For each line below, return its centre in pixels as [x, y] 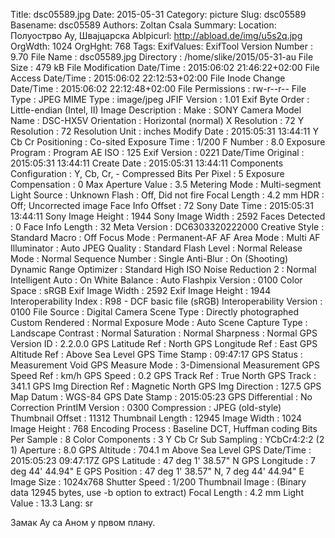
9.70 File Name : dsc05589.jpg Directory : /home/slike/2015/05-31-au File [162, 57]
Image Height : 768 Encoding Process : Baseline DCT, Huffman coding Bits [164, 428]
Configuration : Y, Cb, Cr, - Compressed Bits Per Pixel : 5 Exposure [147, 173]
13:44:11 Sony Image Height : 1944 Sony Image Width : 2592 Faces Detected [168, 216]
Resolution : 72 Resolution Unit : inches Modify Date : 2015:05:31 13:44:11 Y [165, 131]
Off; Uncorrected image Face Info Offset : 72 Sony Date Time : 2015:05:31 [162, 205]
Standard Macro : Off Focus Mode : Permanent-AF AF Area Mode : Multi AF [165, 237]
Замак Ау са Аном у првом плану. [83, 522]
